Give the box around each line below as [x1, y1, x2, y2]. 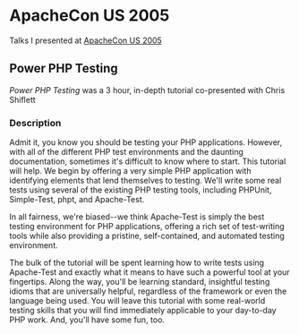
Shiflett [9, 94, 36, 105]
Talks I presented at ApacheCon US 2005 [9, 35, 163, 46]
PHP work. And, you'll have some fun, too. [9, 314, 166, 325]
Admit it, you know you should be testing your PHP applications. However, [9, 137, 283, 148]
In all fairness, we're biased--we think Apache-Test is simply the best [9, 211, 265, 222]
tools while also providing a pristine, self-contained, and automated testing [9, 230, 285, 242]
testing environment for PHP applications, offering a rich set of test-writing [9, 221, 285, 232]
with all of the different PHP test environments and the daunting [9, 147, 244, 158]
